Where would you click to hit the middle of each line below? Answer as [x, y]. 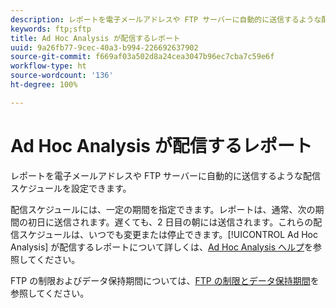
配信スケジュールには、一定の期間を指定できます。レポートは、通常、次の [163, 209]
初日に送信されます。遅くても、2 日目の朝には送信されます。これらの [170, 222]
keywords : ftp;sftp [51, 29]
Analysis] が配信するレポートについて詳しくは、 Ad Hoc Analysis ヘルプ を [162, 247]
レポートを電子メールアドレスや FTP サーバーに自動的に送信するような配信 [165, 175]
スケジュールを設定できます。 [71, 188]
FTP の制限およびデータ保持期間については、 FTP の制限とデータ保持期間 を [165, 280]
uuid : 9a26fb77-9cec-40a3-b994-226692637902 [104, 47]
